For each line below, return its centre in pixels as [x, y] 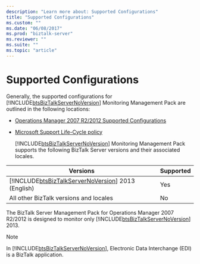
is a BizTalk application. [35, 254]
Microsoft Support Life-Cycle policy [59, 132]
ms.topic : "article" [32, 51]
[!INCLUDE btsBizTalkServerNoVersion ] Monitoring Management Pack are [96, 102]
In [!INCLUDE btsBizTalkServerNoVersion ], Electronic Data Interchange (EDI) [99, 248]
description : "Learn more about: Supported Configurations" [82, 12]
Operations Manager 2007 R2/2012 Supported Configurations [90, 120]
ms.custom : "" [24, 23]
